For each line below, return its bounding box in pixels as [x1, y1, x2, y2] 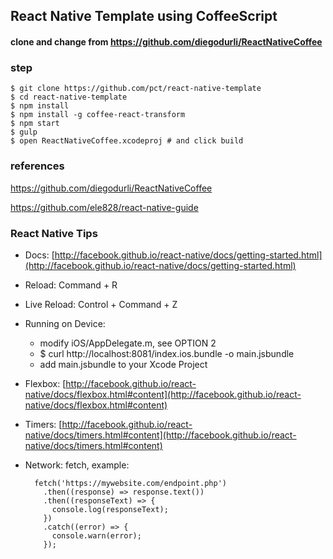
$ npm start [10, 119, 60, 129]
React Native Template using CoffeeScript [10, 8, 278, 25]
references [10, 159, 65, 173]
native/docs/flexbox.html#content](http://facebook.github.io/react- [24, 388, 302, 400]
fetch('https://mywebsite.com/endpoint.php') [34, 478, 227, 488]
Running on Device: [24, 317, 106, 329]
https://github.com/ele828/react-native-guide [10, 201, 199, 213]
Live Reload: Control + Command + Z [24, 298, 178, 310]
